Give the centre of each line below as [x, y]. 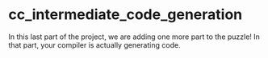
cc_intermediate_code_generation [126, 15]
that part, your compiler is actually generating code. [94, 44]
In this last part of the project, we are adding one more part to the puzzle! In [134, 37]
